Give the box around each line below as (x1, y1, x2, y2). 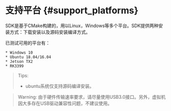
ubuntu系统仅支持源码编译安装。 (25, 83, 94, 89)
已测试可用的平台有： (5, 39, 50, 46)
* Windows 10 (5, 50, 33, 55)
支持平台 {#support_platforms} (5, 5, 139, 16)
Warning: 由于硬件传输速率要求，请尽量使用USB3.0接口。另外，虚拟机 (17, 94, 166, 100)
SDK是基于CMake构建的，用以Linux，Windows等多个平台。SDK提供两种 (5, 23, 159, 29)
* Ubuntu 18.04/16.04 (5, 54, 52, 59)
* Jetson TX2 (5, 59, 33, 64)
